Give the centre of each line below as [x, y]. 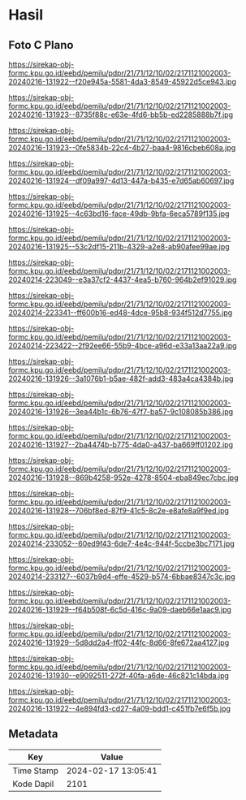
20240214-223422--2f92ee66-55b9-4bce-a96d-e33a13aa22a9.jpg [123, 346]
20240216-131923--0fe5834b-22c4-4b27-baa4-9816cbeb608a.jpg [122, 147]
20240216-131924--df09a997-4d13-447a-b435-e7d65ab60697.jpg [121, 181]
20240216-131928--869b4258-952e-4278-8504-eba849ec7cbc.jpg [123, 478]
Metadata [33, 734]
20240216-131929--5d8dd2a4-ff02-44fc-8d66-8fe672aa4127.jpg [119, 642]
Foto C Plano [41, 45]
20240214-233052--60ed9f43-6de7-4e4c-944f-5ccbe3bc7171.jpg [122, 543]
